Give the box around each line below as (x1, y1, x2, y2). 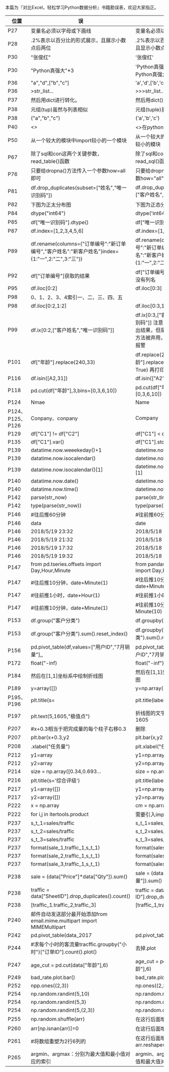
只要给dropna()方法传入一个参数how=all (31, 167, 126, 174)
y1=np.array (135, 751, 165, 759)
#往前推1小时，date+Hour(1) (31, 592, 101, 599)
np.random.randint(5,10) (31, 990, 90, 997)
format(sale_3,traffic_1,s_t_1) (31, 861, 101, 867)
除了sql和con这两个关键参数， (31, 150, 102, 157)
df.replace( (135, 351, 162, 358)
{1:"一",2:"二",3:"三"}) (31, 256, 83, 262)
